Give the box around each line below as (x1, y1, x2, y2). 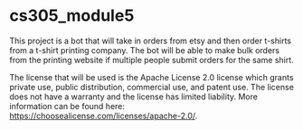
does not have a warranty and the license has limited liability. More (9, 91, 258, 102)
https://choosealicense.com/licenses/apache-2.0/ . (9, 110, 198, 121)
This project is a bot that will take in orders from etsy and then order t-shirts (9, 35, 292, 46)
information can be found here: (9, 100, 125, 111)
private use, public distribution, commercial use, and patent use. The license (9, 81, 294, 92)
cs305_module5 (9, 5, 135, 26)
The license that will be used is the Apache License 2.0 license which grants (9, 71, 294, 82)
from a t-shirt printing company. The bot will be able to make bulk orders (9, 44, 280, 55)
